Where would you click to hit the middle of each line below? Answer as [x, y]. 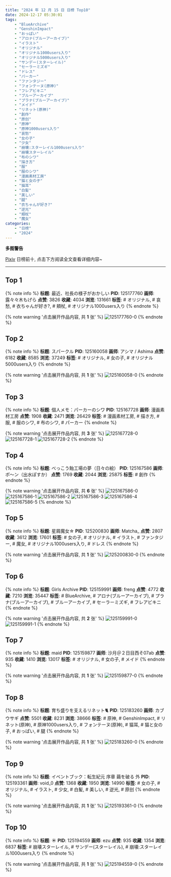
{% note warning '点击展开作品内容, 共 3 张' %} [55, 433]
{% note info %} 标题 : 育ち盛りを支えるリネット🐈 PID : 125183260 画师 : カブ [85, 711]
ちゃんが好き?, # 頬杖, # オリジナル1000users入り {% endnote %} [90, 306]
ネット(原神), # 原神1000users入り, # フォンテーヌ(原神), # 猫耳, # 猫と [80, 725]
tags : [11, 19]
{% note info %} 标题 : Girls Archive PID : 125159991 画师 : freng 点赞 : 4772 [82, 589]
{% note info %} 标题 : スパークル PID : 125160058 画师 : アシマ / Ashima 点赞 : [85, 351]
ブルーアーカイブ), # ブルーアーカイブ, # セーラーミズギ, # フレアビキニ [86, 602]
